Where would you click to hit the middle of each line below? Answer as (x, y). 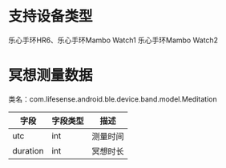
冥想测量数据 (51, 76)
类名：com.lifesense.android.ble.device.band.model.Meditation (113, 99)
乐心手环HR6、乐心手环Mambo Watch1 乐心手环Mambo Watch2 (113, 40)
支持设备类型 (51, 16)
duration (28, 150)
